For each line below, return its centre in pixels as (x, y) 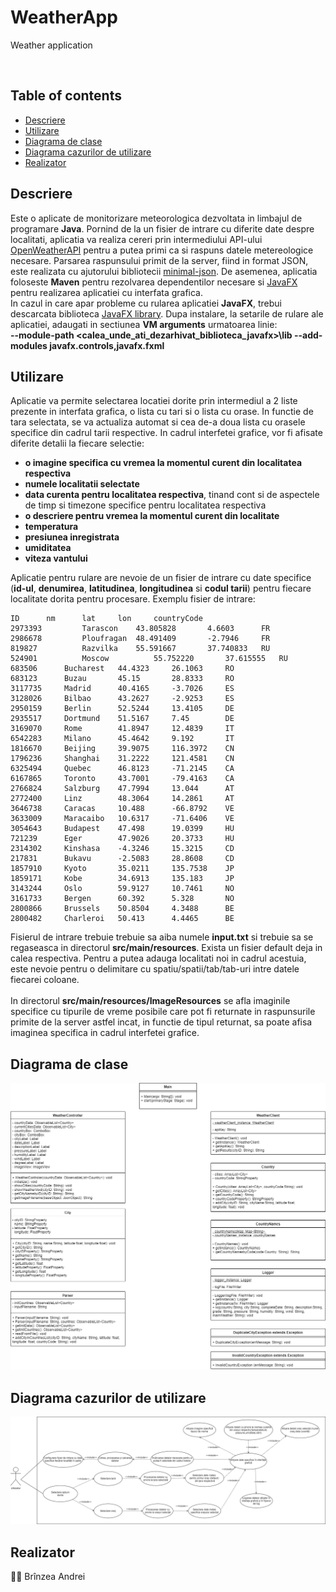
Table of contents (66, 96)
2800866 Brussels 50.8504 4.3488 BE (122, 909)
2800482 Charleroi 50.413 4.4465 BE (122, 919)
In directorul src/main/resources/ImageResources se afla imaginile (150, 1001)
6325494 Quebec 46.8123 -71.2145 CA (122, 769)
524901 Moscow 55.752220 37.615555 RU (149, 659)
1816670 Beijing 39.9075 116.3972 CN (122, 749)
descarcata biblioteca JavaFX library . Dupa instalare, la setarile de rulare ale (167, 313)
